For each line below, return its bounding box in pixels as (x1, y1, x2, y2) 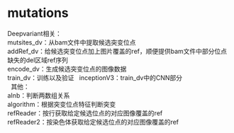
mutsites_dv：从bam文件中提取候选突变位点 (7, 37, 136, 47)
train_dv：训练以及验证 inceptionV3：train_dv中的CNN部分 (7, 73, 183, 82)
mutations (7, 5, 69, 21)
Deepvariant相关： (7, 29, 62, 37)
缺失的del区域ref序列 (7, 55, 69, 64)
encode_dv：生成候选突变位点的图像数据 (7, 64, 127, 73)
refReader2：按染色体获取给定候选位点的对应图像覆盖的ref (7, 117, 179, 126)
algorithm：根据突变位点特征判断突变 (7, 100, 116, 108)
